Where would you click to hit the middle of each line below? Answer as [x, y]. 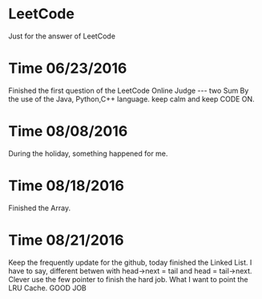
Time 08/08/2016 [68, 132]
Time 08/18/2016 [67, 185]
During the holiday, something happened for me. [88, 153]
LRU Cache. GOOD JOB [47, 288]
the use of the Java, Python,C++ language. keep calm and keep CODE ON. [131, 99]
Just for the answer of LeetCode [62, 36]
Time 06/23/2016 [68, 68]
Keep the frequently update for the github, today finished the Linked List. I [130, 262]
